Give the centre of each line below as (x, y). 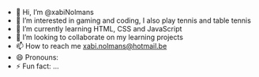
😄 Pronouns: (37, 57)
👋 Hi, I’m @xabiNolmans (55, 12)
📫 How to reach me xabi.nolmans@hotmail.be (91, 46)
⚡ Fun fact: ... (37, 66)
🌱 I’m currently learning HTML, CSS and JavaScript (99, 29)
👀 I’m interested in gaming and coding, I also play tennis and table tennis (133, 20)
